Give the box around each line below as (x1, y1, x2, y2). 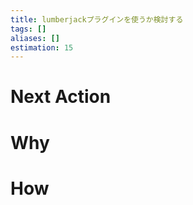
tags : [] (10, 24, 47, 34)
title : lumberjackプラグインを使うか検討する (10, 14, 184, 25)
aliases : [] (10, 33, 60, 43)
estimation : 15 (10, 42, 74, 53)
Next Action (10, 86, 112, 108)
